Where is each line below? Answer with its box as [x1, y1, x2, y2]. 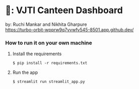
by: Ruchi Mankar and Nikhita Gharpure [5, 21, 87, 27]
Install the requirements [12, 51, 62, 57]
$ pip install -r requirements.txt [12, 61, 88, 66]
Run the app [12, 69, 38, 75]
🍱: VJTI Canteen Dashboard [5, 5, 123, 16]
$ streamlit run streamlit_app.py [12, 79, 85, 84]
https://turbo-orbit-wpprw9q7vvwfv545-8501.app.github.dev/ [5, 26, 134, 32]
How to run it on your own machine [5, 39, 92, 46]
